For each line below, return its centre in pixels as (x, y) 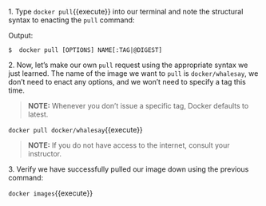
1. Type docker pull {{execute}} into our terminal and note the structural (126, 12)
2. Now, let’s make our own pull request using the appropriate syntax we (128, 65)
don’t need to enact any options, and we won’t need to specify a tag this (127, 82)
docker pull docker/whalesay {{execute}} (76, 130)
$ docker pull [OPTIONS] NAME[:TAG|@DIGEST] (85, 50)
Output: (21, 36)
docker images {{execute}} (51, 193)
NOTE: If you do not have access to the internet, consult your (129, 145)
